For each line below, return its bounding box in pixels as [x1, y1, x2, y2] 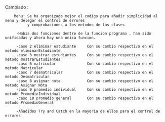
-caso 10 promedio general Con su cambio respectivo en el [16, 96, 154, 101]
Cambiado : [5, 4, 29, 10]
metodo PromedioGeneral [5, 100, 54, 105]
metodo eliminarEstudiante [5, 48, 61, 53]
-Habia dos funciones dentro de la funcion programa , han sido [16, 31, 152, 36]
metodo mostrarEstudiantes [5, 57, 61, 62]
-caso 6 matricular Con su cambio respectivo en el [16, 61, 154, 66]
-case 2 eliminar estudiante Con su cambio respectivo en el [16, 44, 154, 49]
